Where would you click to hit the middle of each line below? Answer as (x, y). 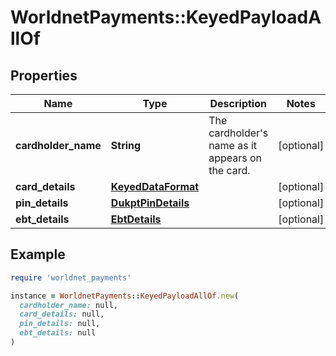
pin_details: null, (60, 324)
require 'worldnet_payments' (71, 277)
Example (38, 254)
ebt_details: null (58, 333)
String (126, 145)
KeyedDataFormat (155, 186)
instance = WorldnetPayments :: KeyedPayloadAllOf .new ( (125, 296)
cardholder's (238, 133)
